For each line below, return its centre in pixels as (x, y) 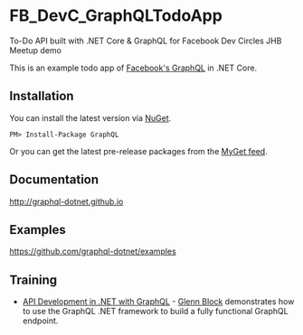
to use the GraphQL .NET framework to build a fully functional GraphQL (155, 312)
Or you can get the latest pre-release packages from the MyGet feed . (139, 151)
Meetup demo (35, 50)
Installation (42, 96)
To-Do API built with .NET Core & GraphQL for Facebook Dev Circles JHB (146, 41)
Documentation (54, 180)
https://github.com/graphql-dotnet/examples (93, 251)
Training (33, 279)
